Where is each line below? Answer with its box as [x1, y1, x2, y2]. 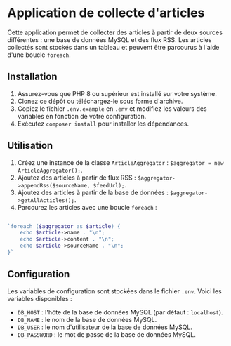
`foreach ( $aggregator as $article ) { [7, 222, 121, 229]
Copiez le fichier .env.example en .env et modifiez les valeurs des [17, 104, 207, 113]
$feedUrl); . [93, 180, 127, 189]
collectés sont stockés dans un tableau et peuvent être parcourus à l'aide [7, 43, 220, 51]
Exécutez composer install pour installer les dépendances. [17, 119, 190, 128]
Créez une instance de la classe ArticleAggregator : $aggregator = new [17, 158, 224, 166]
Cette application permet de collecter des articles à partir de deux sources [7, 28, 223, 36]
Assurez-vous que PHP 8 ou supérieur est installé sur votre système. [17, 89, 218, 98]
